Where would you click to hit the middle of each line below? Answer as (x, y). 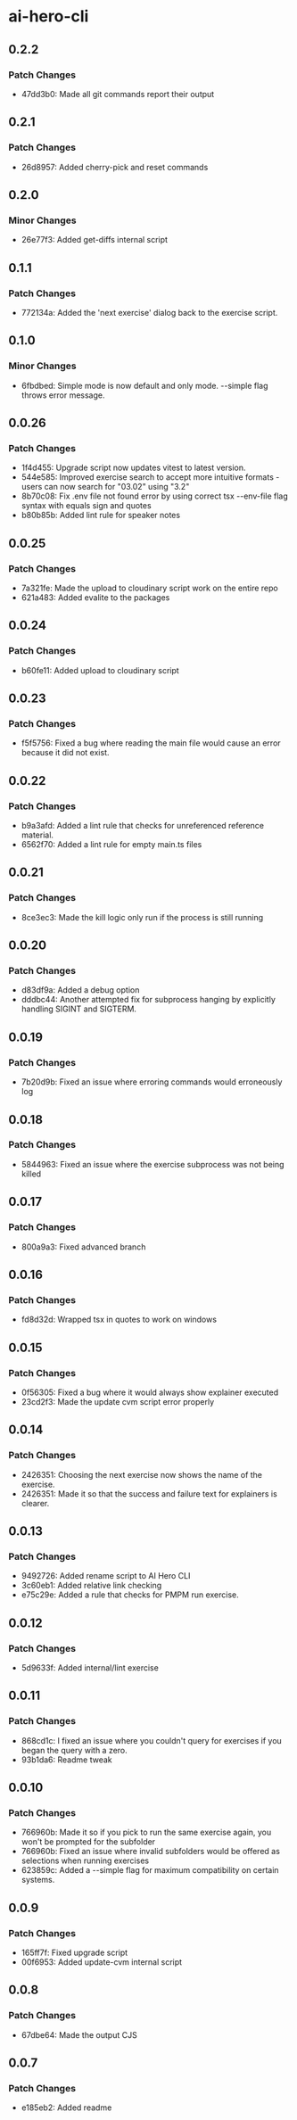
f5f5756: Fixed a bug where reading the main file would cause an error (151, 743)
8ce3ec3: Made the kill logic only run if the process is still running (142, 917)
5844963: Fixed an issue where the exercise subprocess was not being (153, 1164)
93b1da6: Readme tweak (66, 1760)
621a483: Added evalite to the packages (95, 598)
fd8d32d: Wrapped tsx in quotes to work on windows (119, 1320)
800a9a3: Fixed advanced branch (83, 1247)
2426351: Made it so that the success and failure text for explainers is (149, 1493)
